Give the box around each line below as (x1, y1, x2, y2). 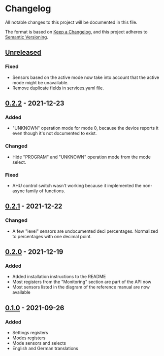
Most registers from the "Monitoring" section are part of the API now (12, 279, 152, 285)
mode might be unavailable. (12, 79, 69, 85)
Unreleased (5, 48, 42, 57)
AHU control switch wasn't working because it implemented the (12, 182, 142, 188)
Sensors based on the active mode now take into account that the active (12, 74, 159, 80)
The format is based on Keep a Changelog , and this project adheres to (5, 29, 148, 35)
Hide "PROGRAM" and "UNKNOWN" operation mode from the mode (12, 154, 151, 160)
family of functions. (26, 188, 66, 194)
